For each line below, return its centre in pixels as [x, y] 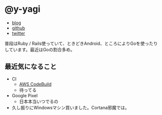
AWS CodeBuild [35, 84]
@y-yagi [22, 9]
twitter [18, 33]
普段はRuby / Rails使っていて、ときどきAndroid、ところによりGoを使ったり [81, 43]
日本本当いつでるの [39, 101]
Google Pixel [25, 95]
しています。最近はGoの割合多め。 [40, 49]
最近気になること [31, 67]
